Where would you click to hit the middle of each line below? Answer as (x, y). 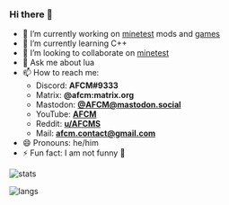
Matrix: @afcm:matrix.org (85, 95)
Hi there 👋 (31, 14)
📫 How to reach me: (61, 73)
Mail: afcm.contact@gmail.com (96, 133)
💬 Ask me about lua (58, 63)
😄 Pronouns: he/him (60, 143)
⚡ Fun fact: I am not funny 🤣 (74, 153)
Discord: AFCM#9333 (77, 85)
